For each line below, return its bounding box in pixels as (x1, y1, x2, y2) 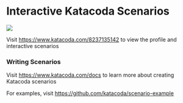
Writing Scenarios (6, 57, 61, 66)
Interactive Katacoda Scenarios (6, 4, 170, 18)
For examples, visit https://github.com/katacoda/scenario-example (6, 90, 174, 97)
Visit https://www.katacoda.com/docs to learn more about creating (6, 71, 174, 79)
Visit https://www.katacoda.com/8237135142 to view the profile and (6, 35, 177, 43)
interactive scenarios (6, 42, 59, 49)
